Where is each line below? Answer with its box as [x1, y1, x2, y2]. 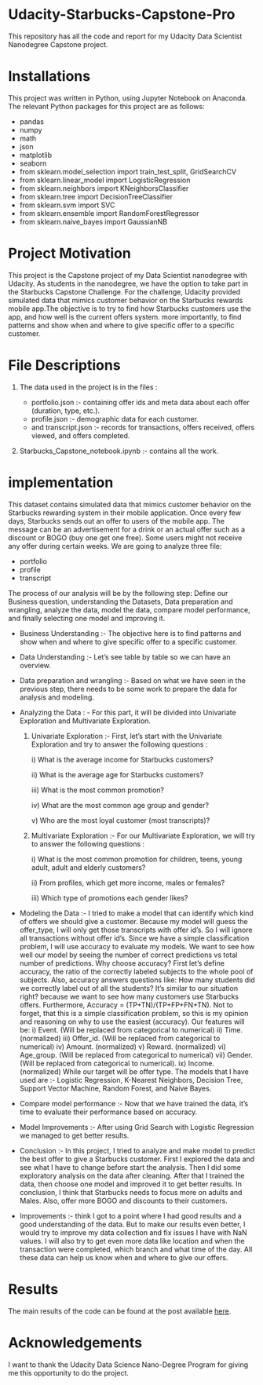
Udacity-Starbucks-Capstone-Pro [8, 5, 236, 24]
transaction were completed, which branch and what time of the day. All [19, 1244, 253, 1254]
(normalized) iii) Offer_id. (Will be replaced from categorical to [19, 1033, 221, 1043]
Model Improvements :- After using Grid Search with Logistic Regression [19, 1122, 254, 1131]
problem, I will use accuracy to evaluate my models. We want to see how [19, 941, 255, 951]
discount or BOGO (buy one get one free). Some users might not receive [8, 532, 243, 543]
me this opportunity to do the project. [8, 1368, 130, 1377]
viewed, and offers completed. [31, 430, 130, 440]
